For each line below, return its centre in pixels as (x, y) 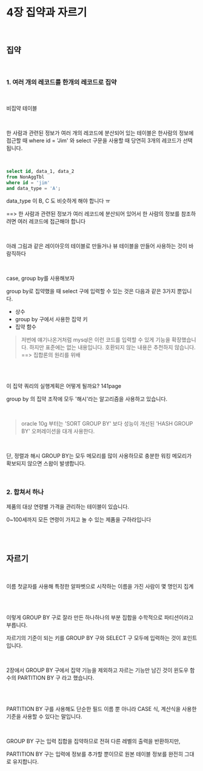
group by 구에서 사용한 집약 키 (51, 319)
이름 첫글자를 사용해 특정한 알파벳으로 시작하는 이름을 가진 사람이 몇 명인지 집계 (100, 586)
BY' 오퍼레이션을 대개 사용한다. (58, 431)
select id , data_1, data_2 (40, 172)
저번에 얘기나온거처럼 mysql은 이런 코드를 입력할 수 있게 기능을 (96, 339)
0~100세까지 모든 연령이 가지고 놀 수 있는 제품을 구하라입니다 (79, 519)
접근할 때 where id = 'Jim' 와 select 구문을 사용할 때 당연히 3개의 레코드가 (94, 141)
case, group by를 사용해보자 (40, 278)
